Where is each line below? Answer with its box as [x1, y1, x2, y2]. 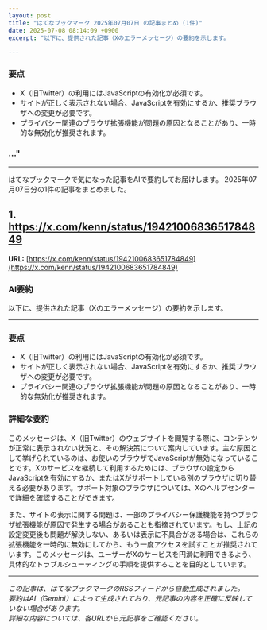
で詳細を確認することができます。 [8, 493, 119, 502]
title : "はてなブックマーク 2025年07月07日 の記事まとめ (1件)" [8, 19, 203, 27]
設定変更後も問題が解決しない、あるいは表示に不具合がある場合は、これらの [8, 529, 259, 539]
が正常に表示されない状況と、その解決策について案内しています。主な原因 [8, 443, 251, 453]
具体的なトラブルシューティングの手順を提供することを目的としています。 [8, 559, 251, 569]
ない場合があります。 [14, 603, 85, 613]
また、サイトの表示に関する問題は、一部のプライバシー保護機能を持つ [8, 509, 238, 519]
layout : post [8, 11, 52, 20]
